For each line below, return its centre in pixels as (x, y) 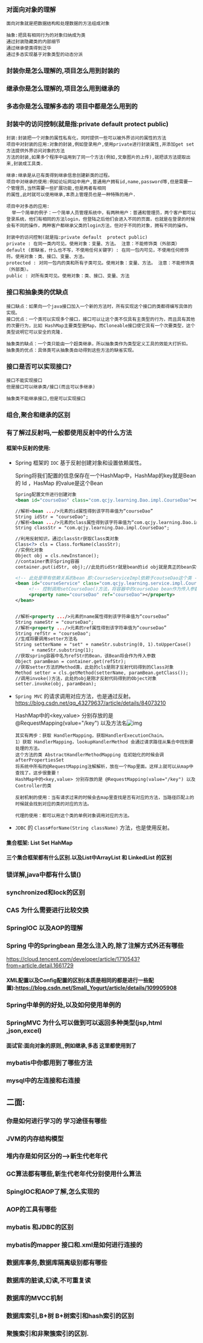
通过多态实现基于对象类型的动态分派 (45, 55)
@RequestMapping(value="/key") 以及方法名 (71, 723)
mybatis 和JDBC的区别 (40, 1227)
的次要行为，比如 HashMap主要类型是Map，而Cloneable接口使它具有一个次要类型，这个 (101, 325)
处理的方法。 (29, 749)
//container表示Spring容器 (47, 561)
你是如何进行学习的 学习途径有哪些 (56, 1121)
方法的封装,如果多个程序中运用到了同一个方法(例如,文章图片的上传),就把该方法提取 (96, 157)
